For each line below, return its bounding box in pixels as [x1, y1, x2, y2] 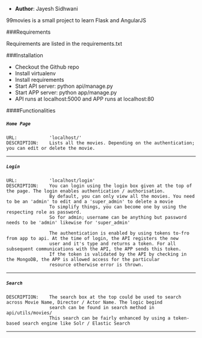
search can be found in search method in [49, 304, 155, 310]
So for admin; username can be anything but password [49, 214, 187, 220]
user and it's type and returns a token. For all [49, 241, 176, 247]
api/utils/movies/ [6, 310, 52, 316]
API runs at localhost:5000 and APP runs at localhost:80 [14, 96, 155, 102]
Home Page [6, 120, 31, 127]
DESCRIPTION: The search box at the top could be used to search [6, 294, 182, 300]
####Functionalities [6, 107, 56, 114]
